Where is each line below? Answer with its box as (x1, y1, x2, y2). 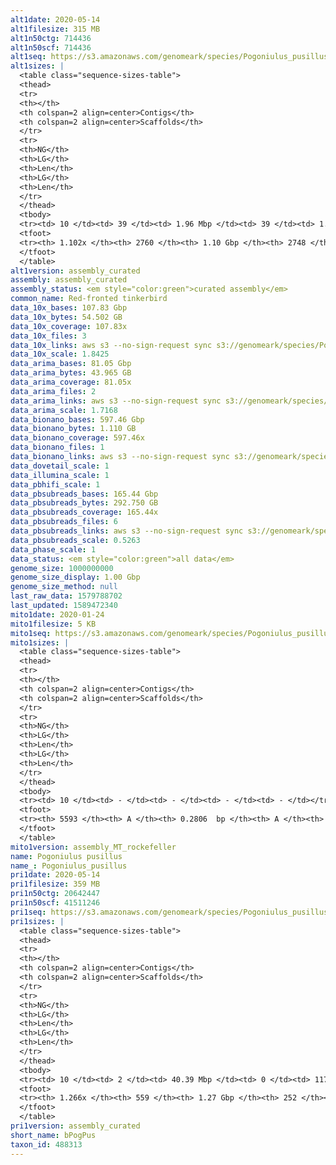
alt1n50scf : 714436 (10, 42, 92, 53)
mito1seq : (10, 628, 52, 638)
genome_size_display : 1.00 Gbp (10, 572, 141, 583)
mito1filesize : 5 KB (10, 619, 97, 629)
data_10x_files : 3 (10, 331, 87, 341)
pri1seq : (10, 907, 47, 917)
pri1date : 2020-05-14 (10, 870, 101, 880)
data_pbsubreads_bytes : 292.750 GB (10, 498, 159, 508)
